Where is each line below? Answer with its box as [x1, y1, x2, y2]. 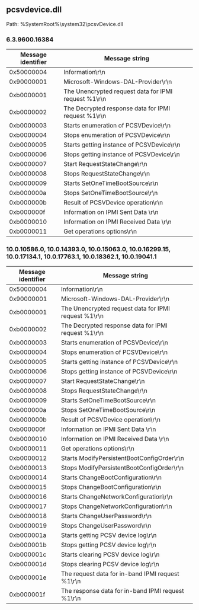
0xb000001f [9, 590, 46, 599]
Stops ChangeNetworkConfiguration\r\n [61, 502, 172, 510]
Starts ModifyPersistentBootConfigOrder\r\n [61, 454, 185, 462]
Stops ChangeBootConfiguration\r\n [61, 483, 162, 491]
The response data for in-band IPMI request [61, 587, 184, 595]
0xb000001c [9, 551, 47, 559]
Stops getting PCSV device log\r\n [61, 541, 156, 549]
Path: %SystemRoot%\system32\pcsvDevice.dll [6, 20, 123, 27]
